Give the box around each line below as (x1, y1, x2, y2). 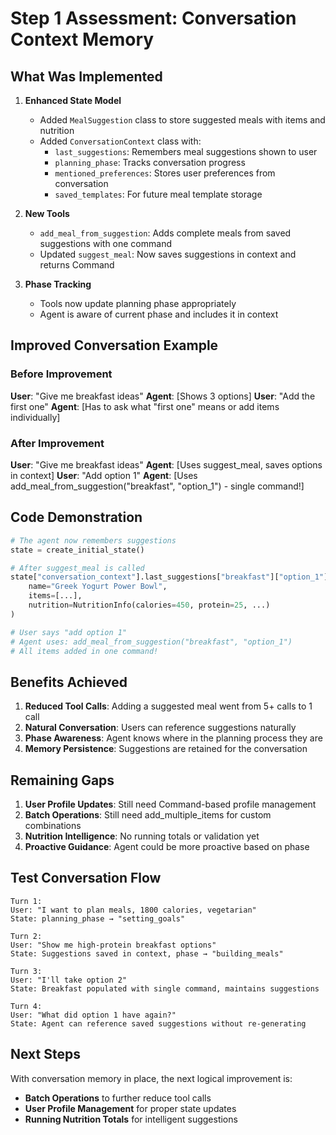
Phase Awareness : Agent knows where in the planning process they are (24, 732, 323, 744)
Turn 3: (10, 966, 43, 976)
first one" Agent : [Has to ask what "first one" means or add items (10, 400, 280, 412)
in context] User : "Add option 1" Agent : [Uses (10, 469, 198, 481)
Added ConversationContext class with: (39, 135, 202, 147)
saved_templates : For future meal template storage (54, 188, 263, 200)
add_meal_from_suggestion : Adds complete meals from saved (39, 227, 292, 239)
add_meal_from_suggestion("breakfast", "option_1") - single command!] (10, 480, 305, 492)
